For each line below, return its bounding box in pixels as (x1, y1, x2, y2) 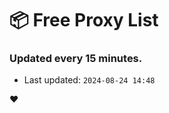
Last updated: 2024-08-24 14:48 (23, 74, 156, 86)
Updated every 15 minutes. (9, 52, 143, 66)
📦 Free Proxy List (9, 9, 159, 32)
